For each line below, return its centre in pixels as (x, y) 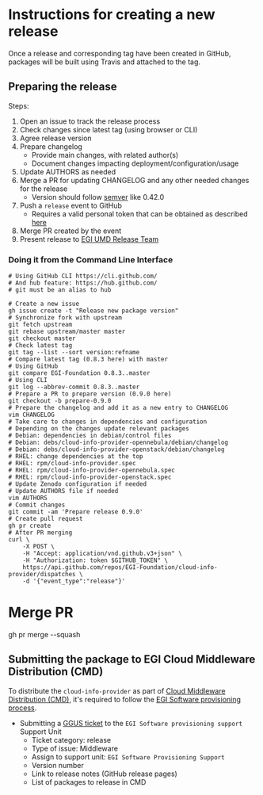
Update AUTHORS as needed (68, 171)
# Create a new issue (44, 304)
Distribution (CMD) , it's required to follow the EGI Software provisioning (125, 699)
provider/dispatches (42, 575)
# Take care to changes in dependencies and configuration (108, 422)
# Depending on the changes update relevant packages (99, 429)
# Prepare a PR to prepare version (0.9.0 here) (90, 394)
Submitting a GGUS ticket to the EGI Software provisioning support (131, 723)
